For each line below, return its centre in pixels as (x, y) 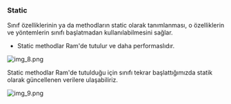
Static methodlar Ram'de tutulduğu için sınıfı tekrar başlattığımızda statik (110, 73)
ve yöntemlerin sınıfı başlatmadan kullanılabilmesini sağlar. (90, 32)
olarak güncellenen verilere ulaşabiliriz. (63, 80)
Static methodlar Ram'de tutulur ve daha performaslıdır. (96, 46)
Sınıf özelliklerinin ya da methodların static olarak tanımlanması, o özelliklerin (116, 25)
